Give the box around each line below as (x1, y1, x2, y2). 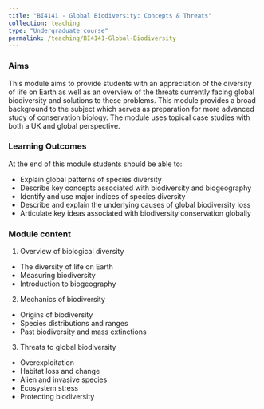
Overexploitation (19, 358, 74, 367)
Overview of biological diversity (19, 247, 124, 256)
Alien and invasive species (19, 375, 108, 384)
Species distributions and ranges (19, 319, 129, 328)
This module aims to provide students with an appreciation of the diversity (8, 78, 253, 88)
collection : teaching (8, 19, 81, 27)
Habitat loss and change (19, 367, 100, 376)
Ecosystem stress (19, 383, 79, 393)
